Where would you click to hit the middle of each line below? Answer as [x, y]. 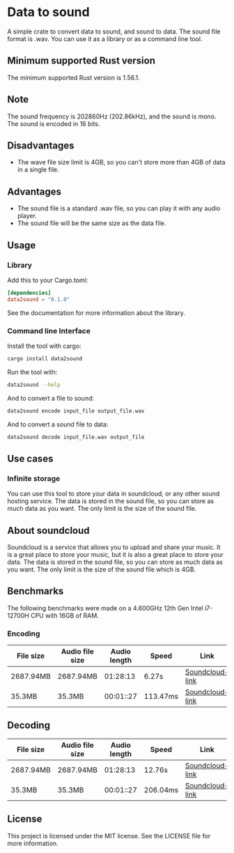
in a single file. [38, 170]
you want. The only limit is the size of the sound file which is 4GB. [102, 569]
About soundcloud [48, 530]
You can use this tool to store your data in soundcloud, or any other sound [114, 494]
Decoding [29, 725]
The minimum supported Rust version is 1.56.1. [74, 77]
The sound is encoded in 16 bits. [54, 123]
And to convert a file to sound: [51, 398]
